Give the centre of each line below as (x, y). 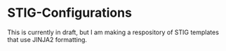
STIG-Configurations (69, 13)
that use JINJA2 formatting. (47, 39)
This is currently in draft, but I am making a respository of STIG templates (113, 32)
